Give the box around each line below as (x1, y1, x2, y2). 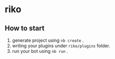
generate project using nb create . (12, 37, 84, 43)
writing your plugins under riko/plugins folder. (12, 43, 110, 49)
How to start (5, 24, 45, 33)
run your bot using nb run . (12, 48, 68, 54)
